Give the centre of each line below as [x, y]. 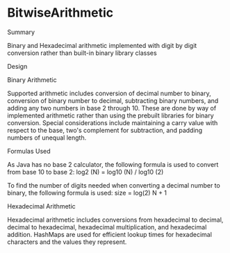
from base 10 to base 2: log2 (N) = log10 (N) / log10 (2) [85, 172]
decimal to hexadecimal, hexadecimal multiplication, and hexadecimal [107, 227]
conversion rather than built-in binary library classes [82, 53]
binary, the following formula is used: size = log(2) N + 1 [87, 193]
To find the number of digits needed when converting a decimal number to [114, 185]
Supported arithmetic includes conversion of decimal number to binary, [109, 93]
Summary [21, 32]
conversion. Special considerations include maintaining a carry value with [113, 122]
